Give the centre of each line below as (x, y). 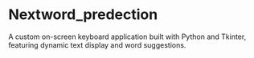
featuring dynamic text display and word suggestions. (97, 44)
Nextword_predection (83, 15)
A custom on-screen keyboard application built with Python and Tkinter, (127, 37)
